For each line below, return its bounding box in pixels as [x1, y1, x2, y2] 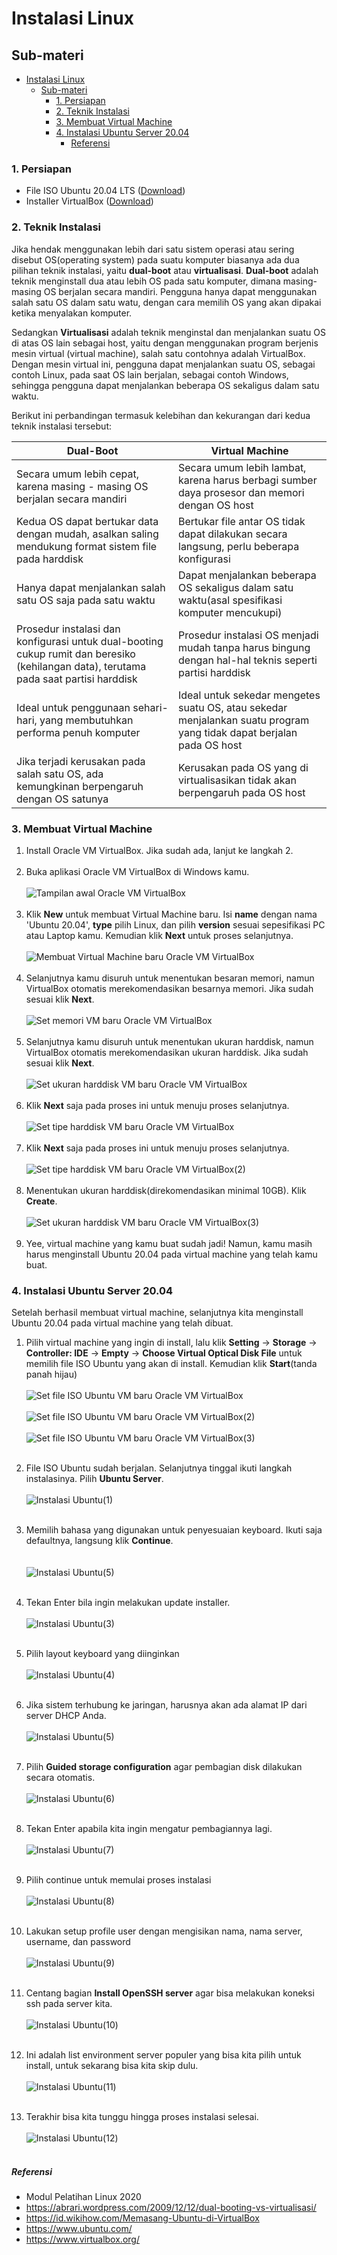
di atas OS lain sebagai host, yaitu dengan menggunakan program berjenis [11, 337, 319, 349]
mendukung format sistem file [16, 539, 158, 553]
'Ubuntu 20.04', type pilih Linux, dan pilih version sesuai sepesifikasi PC [25, 918, 326, 931]
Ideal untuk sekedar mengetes [178, 688, 321, 702]
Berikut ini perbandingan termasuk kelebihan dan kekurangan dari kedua [11, 409, 311, 421]
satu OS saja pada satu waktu [16, 593, 156, 607]
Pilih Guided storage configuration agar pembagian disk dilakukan [25, 1761, 303, 1773]
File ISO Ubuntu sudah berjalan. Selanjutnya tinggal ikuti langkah [25, 1462, 293, 1474]
